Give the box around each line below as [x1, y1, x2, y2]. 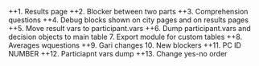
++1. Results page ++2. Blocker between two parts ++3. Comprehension [8, 7, 249, 16]
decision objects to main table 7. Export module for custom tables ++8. [8, 32, 243, 41]
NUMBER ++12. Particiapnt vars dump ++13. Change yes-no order [8, 49, 228, 58]
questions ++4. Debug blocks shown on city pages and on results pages [8, 15, 249, 25]
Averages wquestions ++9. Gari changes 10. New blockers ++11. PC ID [8, 41, 241, 50]
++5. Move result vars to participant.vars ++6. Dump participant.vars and [8, 24, 251, 33]
